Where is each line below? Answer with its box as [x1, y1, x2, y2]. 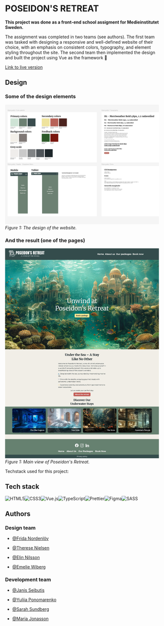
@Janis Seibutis [12, 587, 45, 593]
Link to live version [5, 64, 43, 70]
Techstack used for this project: [5, 468, 69, 474]
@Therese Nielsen [12, 545, 50, 551]
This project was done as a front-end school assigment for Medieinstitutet [5, 19, 159, 25]
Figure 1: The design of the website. [5, 225, 77, 230]
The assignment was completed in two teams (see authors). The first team [5, 34, 155, 40]
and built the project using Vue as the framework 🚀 [5, 54, 107, 60]
